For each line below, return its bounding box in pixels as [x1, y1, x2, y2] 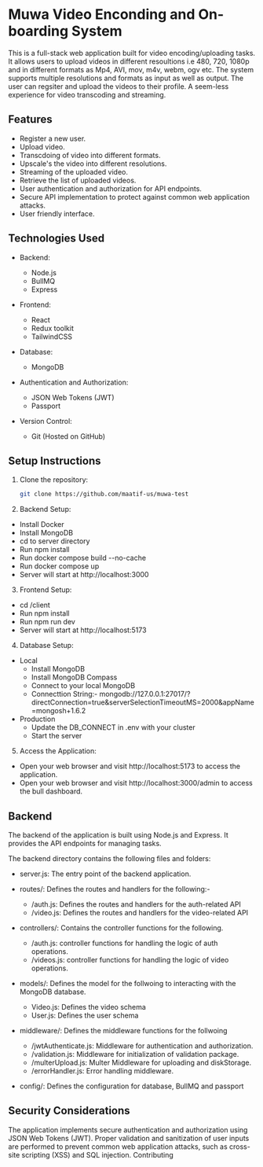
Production [19, 714, 56, 724]
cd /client [19, 600, 51, 610]
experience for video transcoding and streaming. [8, 90, 166, 99]
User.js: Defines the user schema [31, 1011, 139, 1020]
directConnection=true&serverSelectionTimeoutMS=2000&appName [31, 698, 255, 707]
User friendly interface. [19, 208, 95, 218]
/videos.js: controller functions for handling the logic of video [31, 955, 229, 965]
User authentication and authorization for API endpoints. [19, 183, 203, 193]
